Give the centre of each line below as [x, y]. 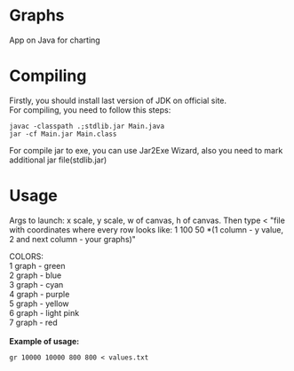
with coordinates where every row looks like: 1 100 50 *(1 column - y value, [147, 229]
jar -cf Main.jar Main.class [63, 134]
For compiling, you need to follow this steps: [90, 110]
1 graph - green [37, 265]
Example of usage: [44, 341]
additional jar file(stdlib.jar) [58, 160]
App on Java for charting [55, 40]
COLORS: [27, 256]
